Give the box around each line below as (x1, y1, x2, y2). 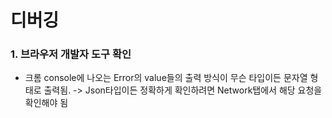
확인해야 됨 (24, 97, 69, 109)
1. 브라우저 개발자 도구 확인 (10, 47, 132, 61)
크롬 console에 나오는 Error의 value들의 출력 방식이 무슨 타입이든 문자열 (24, 72, 308, 84)
